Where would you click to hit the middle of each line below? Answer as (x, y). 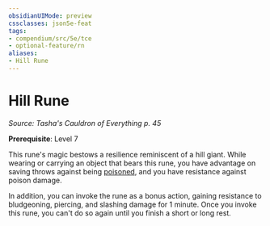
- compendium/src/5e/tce (50, 38)
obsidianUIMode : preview (50, 16)
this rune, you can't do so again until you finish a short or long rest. (120, 213)
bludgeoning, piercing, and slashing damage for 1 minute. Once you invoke (133, 204)
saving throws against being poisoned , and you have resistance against (127, 171)
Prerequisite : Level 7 (43, 139)
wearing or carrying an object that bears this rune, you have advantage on (132, 163)
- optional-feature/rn (46, 46)
